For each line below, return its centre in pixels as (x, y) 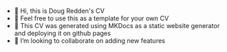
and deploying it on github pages (63, 33)
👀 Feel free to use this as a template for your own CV (91, 18)
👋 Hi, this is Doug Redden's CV (59, 11)
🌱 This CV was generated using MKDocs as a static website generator (117, 26)
